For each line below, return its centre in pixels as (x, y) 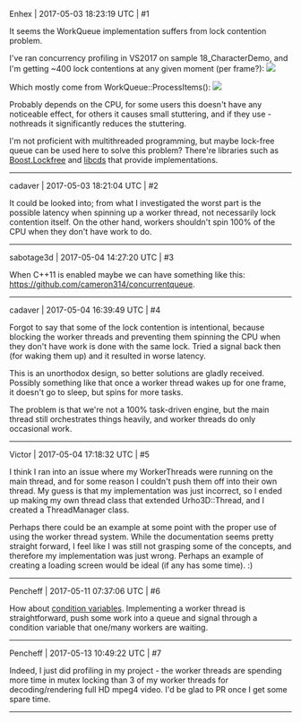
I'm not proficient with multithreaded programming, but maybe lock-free (142, 141)
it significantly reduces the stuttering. (117, 124)
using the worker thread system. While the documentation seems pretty (142, 537)
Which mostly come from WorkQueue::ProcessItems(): (110, 87)
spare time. (30, 699)
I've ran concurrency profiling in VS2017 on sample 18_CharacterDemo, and (149, 58)
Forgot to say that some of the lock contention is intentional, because (137, 327)
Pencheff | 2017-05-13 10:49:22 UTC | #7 (86, 653)
